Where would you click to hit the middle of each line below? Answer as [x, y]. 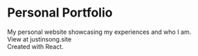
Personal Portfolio [60, 13]
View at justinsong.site [39, 39]
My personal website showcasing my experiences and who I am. [99, 32]
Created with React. [35, 46]
